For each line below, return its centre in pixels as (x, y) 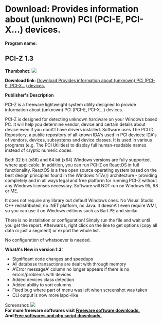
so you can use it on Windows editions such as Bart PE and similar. (72, 210)
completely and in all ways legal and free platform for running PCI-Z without (81, 180)
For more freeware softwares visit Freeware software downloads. (72, 310)
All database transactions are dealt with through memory (69, 264)
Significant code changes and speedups (53, 259)
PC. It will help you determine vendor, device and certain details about (75, 124)
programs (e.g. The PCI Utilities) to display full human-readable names (76, 145)
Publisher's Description (29, 95)
